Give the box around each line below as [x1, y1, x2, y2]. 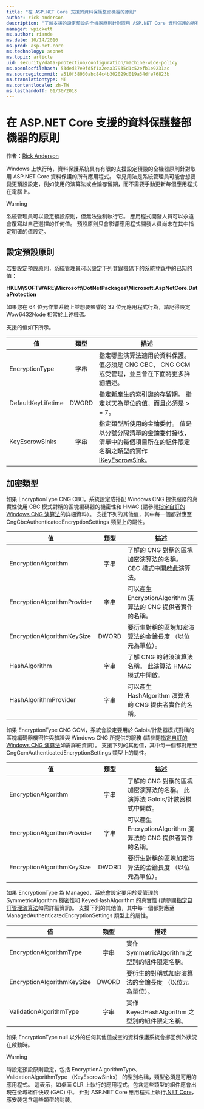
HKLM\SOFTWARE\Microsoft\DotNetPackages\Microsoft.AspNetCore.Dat [6, 284, 198, 291]
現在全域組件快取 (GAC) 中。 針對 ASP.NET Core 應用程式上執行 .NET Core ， [6, 1088, 197, 1096]
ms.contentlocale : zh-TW [6, 83, 69, 89]
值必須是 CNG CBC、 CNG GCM [99, 360, 191, 369]
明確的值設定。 [11, 228, 49, 235]
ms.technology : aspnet [6, 49, 64, 55]
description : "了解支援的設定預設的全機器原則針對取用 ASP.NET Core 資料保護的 [6, 20, 191, 26]
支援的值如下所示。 [6, 323, 55, 331]
